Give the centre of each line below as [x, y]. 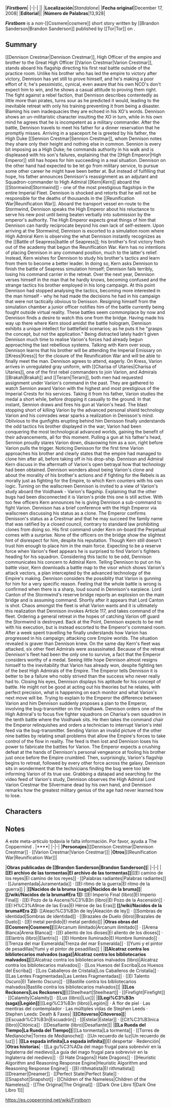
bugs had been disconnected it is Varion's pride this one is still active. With [84, 497]
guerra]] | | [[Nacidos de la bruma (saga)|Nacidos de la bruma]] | [74, 889]
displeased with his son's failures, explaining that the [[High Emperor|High [83, 155]
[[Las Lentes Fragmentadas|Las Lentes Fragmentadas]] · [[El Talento [77, 976]
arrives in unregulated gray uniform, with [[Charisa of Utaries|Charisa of [81, 366]
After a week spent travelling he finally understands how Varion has [76, 632]
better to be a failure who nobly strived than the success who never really [83, 676]
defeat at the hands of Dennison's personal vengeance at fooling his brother [86, 752]
